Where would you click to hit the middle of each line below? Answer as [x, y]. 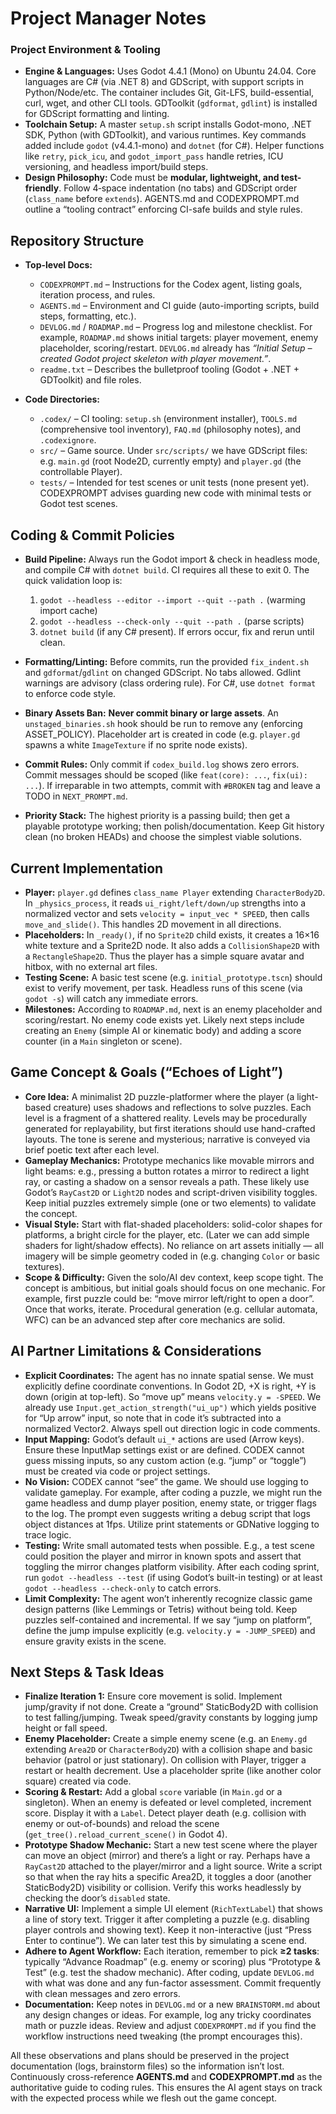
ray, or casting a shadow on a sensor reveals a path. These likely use [167, 1181]
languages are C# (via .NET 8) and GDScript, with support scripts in [164, 82]
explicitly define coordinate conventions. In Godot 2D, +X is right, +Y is [170, 1386]
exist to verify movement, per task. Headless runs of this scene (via [163, 988]
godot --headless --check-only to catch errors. [123, 1588]
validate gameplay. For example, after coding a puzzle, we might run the [173, 1492]
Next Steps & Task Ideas [87, 1672]
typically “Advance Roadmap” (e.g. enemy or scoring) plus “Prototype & [173, 1962]
